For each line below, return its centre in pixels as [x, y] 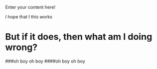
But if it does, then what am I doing [79, 37]
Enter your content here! [30, 7]
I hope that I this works [29, 17]
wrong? [21, 47]
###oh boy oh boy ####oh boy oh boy [45, 61]
